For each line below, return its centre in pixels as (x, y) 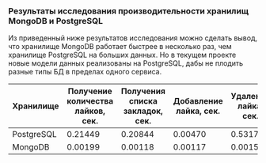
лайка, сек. (198, 111)
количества (90, 101)
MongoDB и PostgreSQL (55, 21)
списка (143, 101)
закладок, (143, 111)
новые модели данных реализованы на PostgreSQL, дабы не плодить (126, 63)
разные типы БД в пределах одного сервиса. (85, 72)
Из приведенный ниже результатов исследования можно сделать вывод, (133, 38)
